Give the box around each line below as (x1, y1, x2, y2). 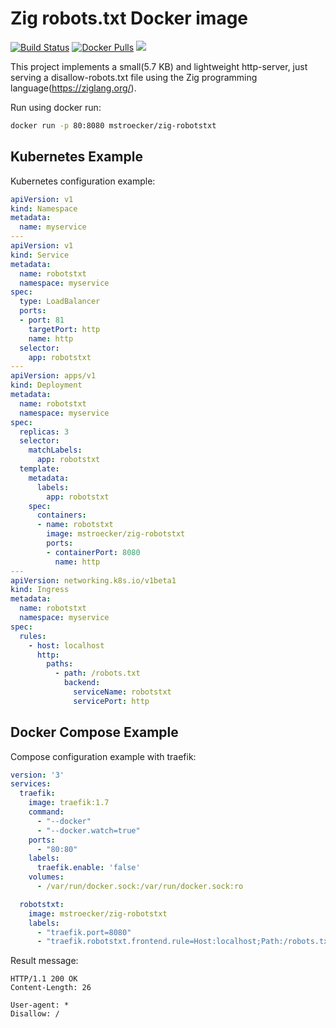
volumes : (28, 872, 65, 882)
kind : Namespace (10, 203, 78, 214)
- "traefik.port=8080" (36, 927, 132, 937)
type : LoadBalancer (19, 297, 101, 307)
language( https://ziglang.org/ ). (10, 82, 137, 94)
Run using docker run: (10, 101, 102, 113)
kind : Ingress (10, 585, 70, 595)
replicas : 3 (19, 427, 70, 437)
